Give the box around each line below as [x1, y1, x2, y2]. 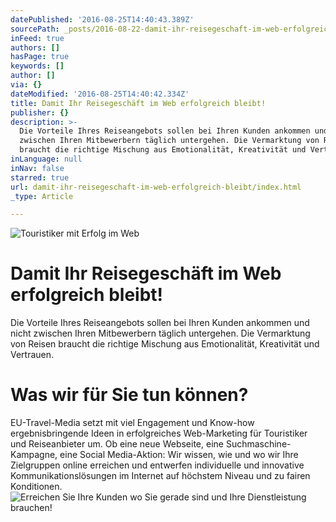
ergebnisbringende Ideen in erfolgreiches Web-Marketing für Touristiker [10, 427, 308, 440]
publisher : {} [10, 107, 70, 118]
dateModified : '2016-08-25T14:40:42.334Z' [10, 89, 190, 99]
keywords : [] [10, 61, 65, 71]
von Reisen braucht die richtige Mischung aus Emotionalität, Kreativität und [10, 338, 320, 350]
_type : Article [10, 191, 74, 201]
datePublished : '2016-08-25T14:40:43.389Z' [10, 14, 195, 25]
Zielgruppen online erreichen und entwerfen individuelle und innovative [10, 459, 305, 471]
